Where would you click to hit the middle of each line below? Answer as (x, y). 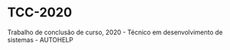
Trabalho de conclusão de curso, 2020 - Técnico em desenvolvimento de (115, 32)
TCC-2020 (40, 12)
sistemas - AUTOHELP (40, 39)
